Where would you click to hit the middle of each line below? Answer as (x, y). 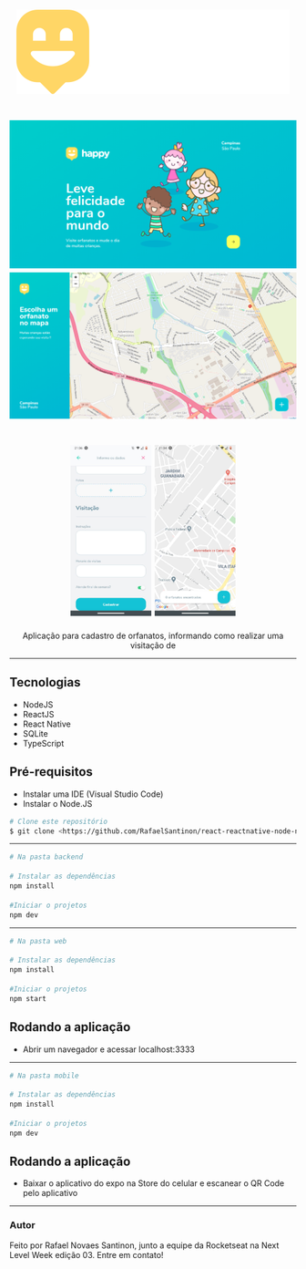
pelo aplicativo (50, 1193)
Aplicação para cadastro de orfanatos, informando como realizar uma (153, 636)
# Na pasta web (38, 941)
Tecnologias (45, 682)
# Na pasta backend (46, 857)
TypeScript (43, 743)
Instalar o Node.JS (57, 803)
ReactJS (38, 714)
